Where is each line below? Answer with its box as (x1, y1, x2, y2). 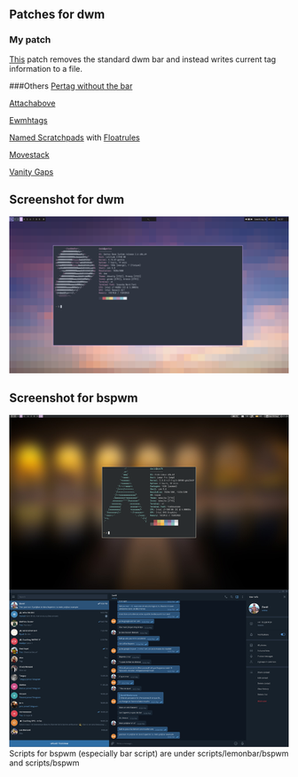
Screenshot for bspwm (9, 390, 138, 406)
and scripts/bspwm (9, 757, 80, 768)
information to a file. (9, 63, 82, 74)
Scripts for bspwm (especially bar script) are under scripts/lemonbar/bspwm (9, 748, 289, 758)
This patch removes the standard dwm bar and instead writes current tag (9, 53, 277, 65)
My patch (9, 34, 51, 46)
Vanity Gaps (9, 166, 54, 177)
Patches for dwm (9, 7, 106, 22)
